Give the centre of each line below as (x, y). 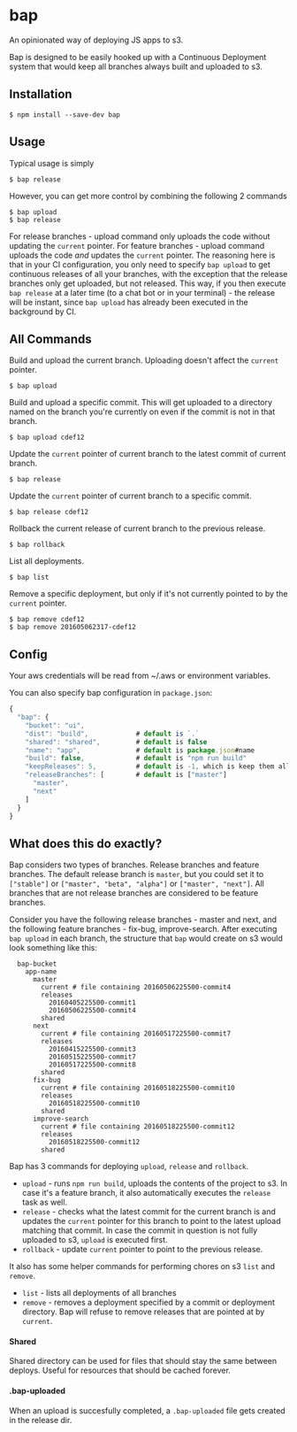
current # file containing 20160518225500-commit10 (138, 1088)
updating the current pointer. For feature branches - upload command (137, 245)
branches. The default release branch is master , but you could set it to (137, 874)
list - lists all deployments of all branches (99, 1293)
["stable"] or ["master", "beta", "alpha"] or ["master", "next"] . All (137, 884)
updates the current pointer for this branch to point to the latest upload (151, 1221)
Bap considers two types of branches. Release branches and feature (134, 865)
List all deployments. (47, 561)
